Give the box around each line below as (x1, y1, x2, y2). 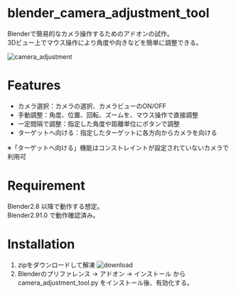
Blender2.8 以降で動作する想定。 (7, 202, 104, 210)
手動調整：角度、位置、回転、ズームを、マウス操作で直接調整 (17, 110, 199, 119)
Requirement (7, 178, 85, 194)
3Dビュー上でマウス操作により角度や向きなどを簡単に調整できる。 (7, 38, 203, 47)
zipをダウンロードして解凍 (17, 261, 96, 269)
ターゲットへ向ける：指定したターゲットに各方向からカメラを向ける (17, 128, 218, 136)
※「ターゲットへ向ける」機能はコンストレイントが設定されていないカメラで (7, 143, 230, 152)
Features (7, 77, 61, 94)
